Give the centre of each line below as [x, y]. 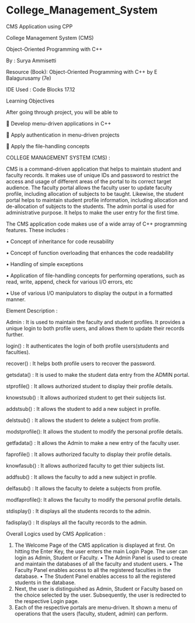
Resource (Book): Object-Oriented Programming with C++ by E [82, 72]
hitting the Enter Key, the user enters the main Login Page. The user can [101, 551]
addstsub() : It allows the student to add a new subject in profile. [83, 408]
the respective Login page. [47, 601]
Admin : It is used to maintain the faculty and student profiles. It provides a [95, 322]
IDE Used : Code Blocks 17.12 [41, 89]
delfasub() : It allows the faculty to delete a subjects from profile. [84, 488]
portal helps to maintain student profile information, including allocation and [97, 200]
